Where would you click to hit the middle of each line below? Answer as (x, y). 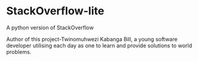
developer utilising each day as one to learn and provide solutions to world (99, 45)
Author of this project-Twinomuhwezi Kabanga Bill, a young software (92, 39)
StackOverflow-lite (55, 11)
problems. (19, 51)
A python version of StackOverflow (50, 28)
